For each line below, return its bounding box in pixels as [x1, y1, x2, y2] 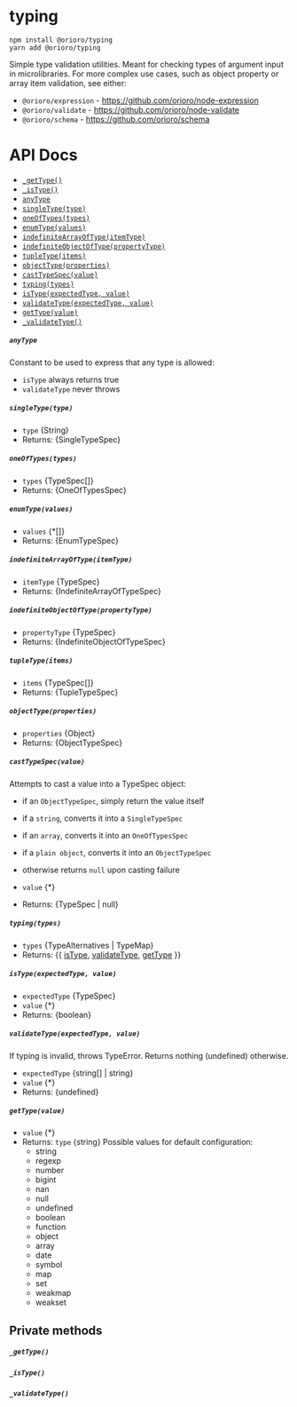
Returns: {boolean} [21, 1009, 91, 1020]
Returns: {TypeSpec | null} [21, 899, 120, 910]
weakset [35, 1297, 66, 1308]
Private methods [9, 1323, 103, 1338]
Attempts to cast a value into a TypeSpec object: [9, 778, 186, 789]
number [35, 1165, 65, 1176]
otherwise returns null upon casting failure [21, 864, 180, 875]
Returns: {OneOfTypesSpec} [21, 484, 127, 495]
